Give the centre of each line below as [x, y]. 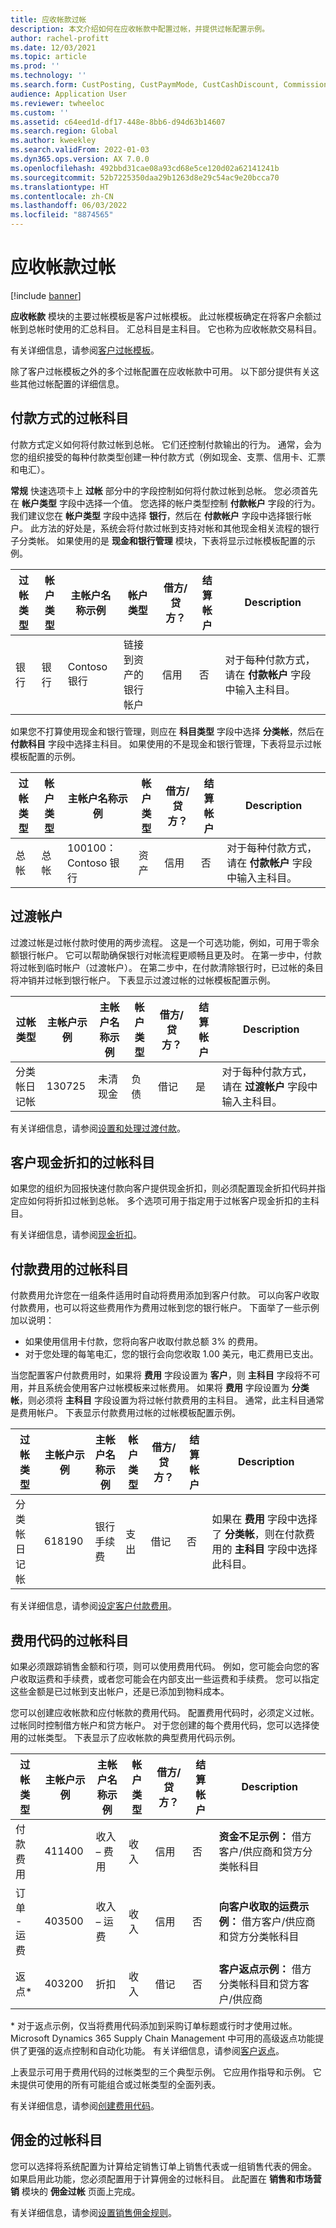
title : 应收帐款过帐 [48, 19]
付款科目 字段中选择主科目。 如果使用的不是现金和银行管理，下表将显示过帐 [166, 743]
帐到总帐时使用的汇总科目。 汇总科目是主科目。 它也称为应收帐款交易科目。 [166, 328]
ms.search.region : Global [64, 131]
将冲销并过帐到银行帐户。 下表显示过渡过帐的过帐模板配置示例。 [143, 980]
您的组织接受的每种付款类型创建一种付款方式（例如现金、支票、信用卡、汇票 [168, 457]
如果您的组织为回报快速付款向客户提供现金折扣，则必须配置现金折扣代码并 [163, 1188]
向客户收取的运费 [259, 1906]
